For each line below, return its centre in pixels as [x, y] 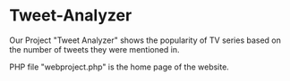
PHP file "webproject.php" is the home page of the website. [119, 67]
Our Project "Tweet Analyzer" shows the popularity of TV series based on [145, 40]
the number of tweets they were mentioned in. [95, 49]
